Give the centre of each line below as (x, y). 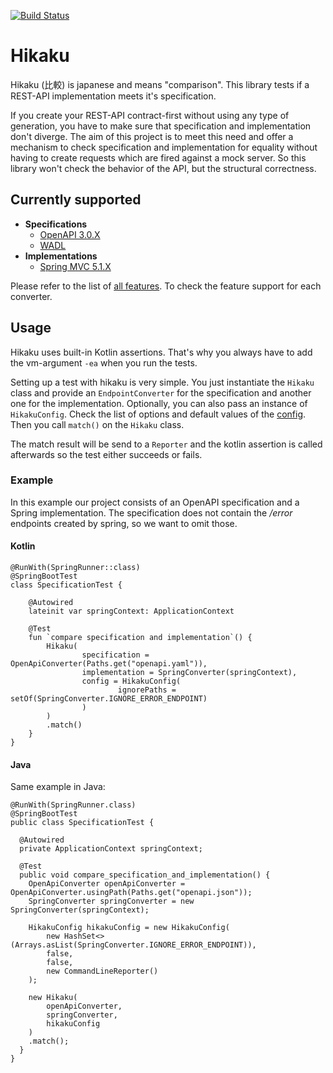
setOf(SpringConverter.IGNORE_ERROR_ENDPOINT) (109, 699)
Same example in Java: (58, 787)
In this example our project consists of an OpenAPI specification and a (155, 502)
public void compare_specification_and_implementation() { (145, 875)
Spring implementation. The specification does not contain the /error (151, 512)
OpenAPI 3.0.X (70, 234)
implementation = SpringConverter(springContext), (189, 673)
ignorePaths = (147, 690)
